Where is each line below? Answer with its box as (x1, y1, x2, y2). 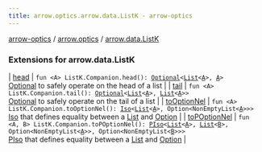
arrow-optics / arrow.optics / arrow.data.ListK (8, 34, 160, 43)
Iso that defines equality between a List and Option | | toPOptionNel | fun (8, 112, 250, 121)
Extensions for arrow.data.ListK (8, 54, 135, 65)
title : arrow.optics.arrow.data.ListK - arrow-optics (8, 11, 193, 20)
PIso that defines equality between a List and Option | (8, 134, 187, 144)
